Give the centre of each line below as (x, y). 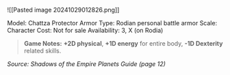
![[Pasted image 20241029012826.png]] (63, 10)
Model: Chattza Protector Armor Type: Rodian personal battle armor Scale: (112, 23)
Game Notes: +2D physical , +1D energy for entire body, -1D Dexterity (123, 43)
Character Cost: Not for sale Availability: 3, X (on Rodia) (85, 30)
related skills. (42, 51)
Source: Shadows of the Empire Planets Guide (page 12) (87, 64)
